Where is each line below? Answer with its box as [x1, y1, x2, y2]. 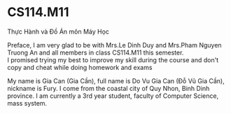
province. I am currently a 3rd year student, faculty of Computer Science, [7, 92, 219, 100]
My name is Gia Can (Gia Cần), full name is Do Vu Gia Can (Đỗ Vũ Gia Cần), [7, 76, 225, 85]
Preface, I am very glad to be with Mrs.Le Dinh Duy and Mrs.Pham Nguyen [7, 41, 222, 49]
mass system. [7, 99, 48, 107]
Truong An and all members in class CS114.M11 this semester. [7, 48, 184, 57]
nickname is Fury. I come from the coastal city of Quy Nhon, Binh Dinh [7, 84, 210, 92]
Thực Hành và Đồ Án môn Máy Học [7, 27, 110, 36]
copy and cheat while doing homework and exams [7, 63, 153, 71]
